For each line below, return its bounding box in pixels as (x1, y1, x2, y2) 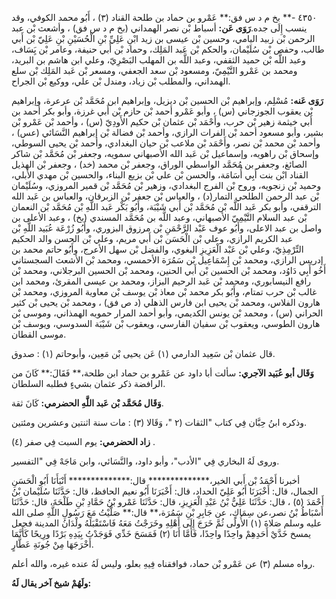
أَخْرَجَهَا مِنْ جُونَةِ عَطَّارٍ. (11, 538, 94, 550)
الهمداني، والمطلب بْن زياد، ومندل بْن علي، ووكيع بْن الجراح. (11, 75, 231, 87)
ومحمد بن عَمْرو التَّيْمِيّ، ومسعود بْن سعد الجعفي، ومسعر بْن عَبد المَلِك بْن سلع (11, 65, 298, 76)
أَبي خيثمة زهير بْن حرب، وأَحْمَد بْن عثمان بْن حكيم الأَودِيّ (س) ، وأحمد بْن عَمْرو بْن (11, 116, 313, 127)
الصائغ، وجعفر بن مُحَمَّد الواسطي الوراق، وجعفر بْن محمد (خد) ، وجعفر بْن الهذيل (11, 158, 308, 170)
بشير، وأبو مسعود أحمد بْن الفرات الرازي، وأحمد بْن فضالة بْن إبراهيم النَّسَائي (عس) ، (11, 127, 324, 138)
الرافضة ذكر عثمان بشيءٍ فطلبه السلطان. (11, 378, 166, 389)
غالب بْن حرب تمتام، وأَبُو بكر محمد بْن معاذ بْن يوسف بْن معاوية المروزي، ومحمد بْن (11, 286, 318, 297)
